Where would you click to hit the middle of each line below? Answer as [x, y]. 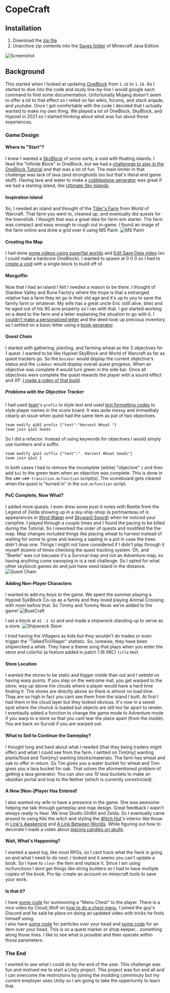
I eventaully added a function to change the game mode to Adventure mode [84, 713]
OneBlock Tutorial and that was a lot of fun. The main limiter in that [75, 169]
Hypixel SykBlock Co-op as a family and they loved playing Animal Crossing [84, 600]
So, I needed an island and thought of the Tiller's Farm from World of [77, 209]
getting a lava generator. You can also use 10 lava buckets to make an [78, 774]
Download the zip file [35, 40]
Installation [23, 28]
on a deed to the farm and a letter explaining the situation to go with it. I [80, 314]
